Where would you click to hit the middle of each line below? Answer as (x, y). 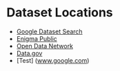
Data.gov (29, 53)
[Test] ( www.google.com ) (53, 60)
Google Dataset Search (50, 31)
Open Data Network (45, 46)
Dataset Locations (60, 13)
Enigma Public (37, 38)
